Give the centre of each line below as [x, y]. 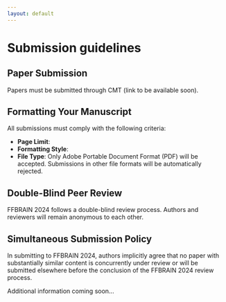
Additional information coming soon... [61, 291]
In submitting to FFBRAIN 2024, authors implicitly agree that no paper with [113, 256]
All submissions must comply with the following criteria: [87, 128]
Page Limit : [34, 142]
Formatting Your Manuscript [69, 112]
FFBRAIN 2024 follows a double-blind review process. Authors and [103, 210]
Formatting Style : [43, 149]
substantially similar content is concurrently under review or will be [103, 263]
